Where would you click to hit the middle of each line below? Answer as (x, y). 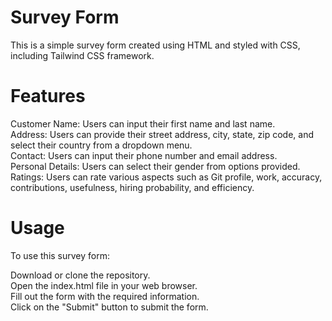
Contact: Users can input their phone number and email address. (144, 155)
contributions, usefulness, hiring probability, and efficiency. (132, 187)
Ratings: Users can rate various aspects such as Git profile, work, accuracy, (166, 177)
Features (48, 96)
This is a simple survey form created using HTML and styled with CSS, (155, 45)
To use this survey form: (60, 255)
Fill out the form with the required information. (105, 296)
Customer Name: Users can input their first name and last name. (143, 123)
